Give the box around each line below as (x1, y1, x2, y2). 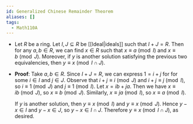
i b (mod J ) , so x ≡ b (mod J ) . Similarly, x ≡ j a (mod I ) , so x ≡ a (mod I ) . (14, 89, 187, 96)
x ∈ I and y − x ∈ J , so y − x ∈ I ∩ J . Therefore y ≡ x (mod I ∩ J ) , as (14, 107, 179, 114)
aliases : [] (6, 14, 35, 20)
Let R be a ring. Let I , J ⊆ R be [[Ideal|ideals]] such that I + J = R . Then (14, 41, 184, 48)
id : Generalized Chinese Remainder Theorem (6, 8, 114, 15)
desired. (14, 113, 35, 120)
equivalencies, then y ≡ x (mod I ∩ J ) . (14, 59, 106, 66)
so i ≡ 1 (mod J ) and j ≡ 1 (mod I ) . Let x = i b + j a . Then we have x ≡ (14, 83, 176, 90)
